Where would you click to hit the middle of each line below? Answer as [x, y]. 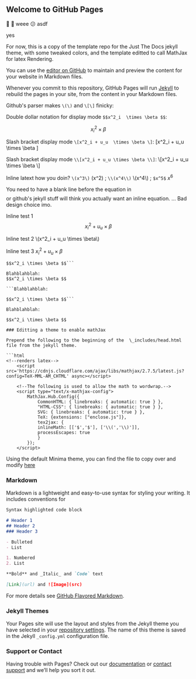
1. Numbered [20, 558]
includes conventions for [36, 499]
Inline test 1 [20, 216]
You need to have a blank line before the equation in [69, 189]
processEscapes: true [64, 432]
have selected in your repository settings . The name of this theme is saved [96, 630]
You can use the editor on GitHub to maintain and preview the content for [94, 70]
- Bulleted [19, 542]
